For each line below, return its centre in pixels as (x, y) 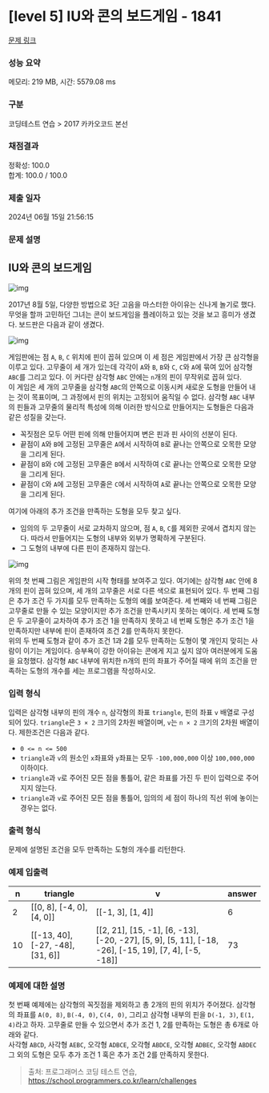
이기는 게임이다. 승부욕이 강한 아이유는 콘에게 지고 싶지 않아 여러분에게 (133, 650)
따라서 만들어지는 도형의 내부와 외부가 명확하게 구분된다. (118, 538)
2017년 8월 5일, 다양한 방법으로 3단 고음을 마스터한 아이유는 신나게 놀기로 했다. (132, 304)
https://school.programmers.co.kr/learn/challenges (112, 1081)
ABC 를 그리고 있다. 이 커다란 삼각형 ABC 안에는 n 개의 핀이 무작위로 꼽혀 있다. (125, 376)
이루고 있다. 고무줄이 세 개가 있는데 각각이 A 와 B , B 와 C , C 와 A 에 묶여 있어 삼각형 (130, 367)
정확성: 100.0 (29, 165)
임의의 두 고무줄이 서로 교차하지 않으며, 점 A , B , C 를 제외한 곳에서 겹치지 (130, 528)
